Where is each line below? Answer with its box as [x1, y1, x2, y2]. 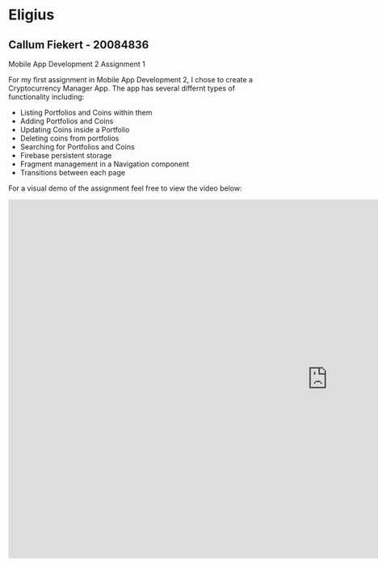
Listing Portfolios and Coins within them [19, 107, 153, 117]
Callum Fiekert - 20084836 [8, 38, 149, 52]
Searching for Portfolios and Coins [19, 142, 135, 151]
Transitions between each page [19, 168, 126, 177]
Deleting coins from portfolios [19, 133, 120, 143]
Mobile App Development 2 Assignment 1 [8, 59, 145, 69]
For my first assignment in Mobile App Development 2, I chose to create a [8, 75, 253, 84]
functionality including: [8, 92, 85, 102]
